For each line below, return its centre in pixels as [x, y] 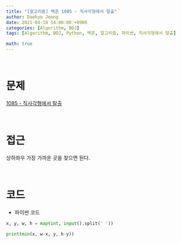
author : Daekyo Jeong [32, 17]
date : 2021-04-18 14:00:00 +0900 [47, 22]
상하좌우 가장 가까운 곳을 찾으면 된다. [48, 158]
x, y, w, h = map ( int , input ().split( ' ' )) [60, 223]
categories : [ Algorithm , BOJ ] [43, 28]
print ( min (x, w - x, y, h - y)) [40, 234]
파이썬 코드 [27, 212]
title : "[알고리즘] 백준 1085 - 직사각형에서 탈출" [62, 11]
